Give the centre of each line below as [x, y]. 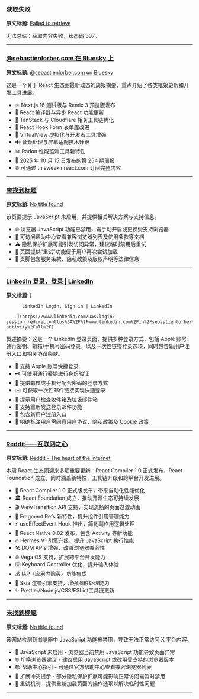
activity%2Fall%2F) [30, 327]
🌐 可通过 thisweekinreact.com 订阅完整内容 [68, 167]
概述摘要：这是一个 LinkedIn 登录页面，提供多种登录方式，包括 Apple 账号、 [99, 339]
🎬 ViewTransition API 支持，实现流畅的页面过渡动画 [78, 507]
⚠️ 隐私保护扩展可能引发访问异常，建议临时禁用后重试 [81, 244]
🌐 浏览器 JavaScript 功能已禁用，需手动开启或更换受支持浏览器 [92, 229]
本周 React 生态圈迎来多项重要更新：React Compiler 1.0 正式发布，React [94, 471]
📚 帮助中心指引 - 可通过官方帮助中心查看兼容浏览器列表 [83, 666]
